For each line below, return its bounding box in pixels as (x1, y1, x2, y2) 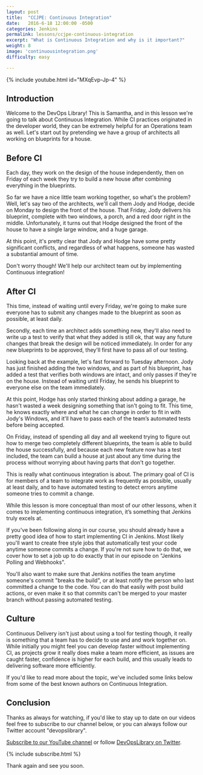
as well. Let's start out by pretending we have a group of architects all (6, 129, 180, 136)
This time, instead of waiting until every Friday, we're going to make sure (6, 303, 187, 310)
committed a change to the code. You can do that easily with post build (6, 583, 184, 591)
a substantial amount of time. (6, 250, 79, 258)
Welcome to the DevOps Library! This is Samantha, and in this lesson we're (6, 110, 193, 117)
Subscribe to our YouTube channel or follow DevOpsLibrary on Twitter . (6, 738, 182, 746)
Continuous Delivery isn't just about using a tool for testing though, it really (6, 629, 193, 637)
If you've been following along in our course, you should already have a (6, 526, 184, 534)
